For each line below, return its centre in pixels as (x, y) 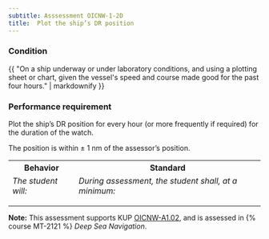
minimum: (97, 191)
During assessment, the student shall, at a (158, 181)
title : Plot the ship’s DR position (71, 23)
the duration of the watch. (51, 132)
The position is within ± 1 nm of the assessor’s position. (99, 148)
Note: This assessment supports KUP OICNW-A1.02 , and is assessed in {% (132, 218)
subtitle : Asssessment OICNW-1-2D (66, 16)
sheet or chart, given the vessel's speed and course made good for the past (134, 77)
